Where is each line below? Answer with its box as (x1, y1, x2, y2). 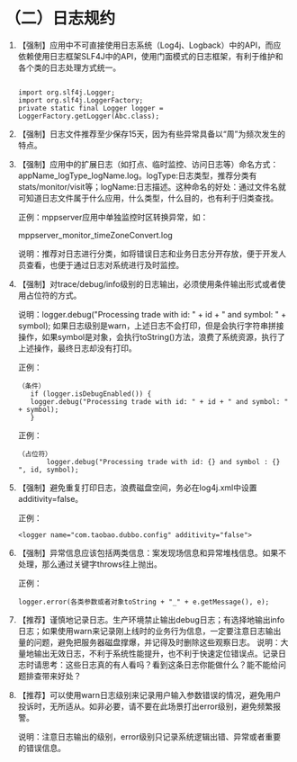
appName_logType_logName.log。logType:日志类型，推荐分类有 (17, 170, 257, 181)
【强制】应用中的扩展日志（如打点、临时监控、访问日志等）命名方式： (17, 158, 279, 169)
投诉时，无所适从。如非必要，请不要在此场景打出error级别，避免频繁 (17, 701, 274, 712)
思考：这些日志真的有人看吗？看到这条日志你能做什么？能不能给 (41, 659, 279, 670)
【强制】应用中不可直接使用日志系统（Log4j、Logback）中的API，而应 (17, 40, 282, 50)
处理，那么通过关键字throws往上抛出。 (17, 559, 162, 569)
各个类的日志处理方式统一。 (17, 62, 121, 73)
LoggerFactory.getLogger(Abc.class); (17, 112, 160, 121)
